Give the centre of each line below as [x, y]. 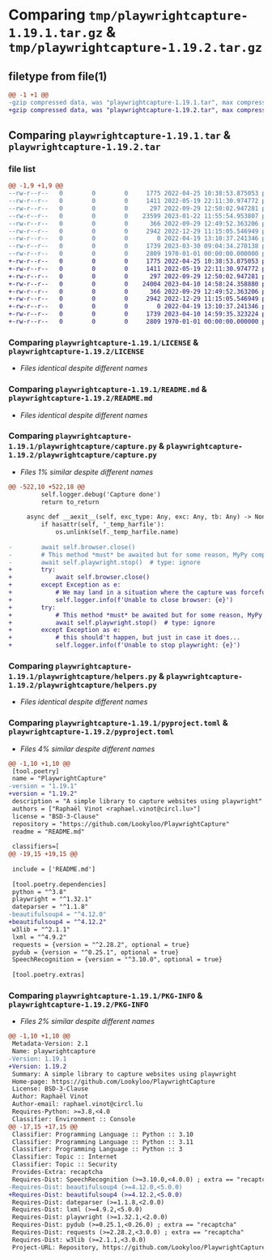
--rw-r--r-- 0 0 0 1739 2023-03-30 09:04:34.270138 [134, 246]
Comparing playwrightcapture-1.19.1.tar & [119, 135]
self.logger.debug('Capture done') [101, 494]
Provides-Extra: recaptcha [57, 1172]
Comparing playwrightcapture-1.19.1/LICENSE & [104, 342]
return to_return [70, 502]
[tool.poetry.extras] [48, 975]
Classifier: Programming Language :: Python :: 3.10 [103, 1134]
